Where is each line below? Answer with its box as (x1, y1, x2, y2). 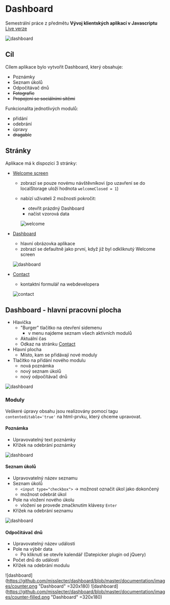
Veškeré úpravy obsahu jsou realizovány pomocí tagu (5, 408, 118, 414)
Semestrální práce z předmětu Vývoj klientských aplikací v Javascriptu (5, 20, 158, 26)
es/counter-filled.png (5, 594, 50, 600)
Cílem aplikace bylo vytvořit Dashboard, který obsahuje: (5, 63, 124, 70)
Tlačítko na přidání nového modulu (12, 357, 86, 363)
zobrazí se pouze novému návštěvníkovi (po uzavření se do (20, 180, 145, 186)
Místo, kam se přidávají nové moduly (20, 352, 98, 358)
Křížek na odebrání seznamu (12, 508, 73, 514)
